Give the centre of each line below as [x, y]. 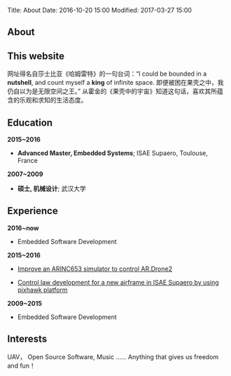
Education [30, 122]
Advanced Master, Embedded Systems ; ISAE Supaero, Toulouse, [112, 153]
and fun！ [22, 365]
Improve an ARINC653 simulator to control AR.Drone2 [95, 269]
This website [36, 56]
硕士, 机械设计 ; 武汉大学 [51, 189]
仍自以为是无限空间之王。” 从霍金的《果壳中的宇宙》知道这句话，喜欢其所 [112, 91]
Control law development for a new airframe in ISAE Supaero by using [118, 282]
